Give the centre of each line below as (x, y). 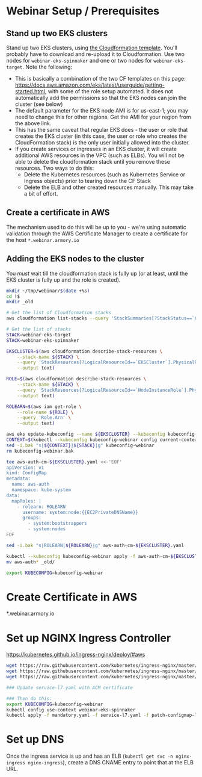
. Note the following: (47, 67)
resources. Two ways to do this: (54, 168)
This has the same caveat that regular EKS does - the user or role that (101, 130)
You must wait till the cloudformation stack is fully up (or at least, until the (97, 273)
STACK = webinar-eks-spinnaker (43, 340)
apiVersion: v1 (25, 468)
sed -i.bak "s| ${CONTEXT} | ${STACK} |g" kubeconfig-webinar (80, 445)
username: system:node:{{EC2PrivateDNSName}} (80, 512)
